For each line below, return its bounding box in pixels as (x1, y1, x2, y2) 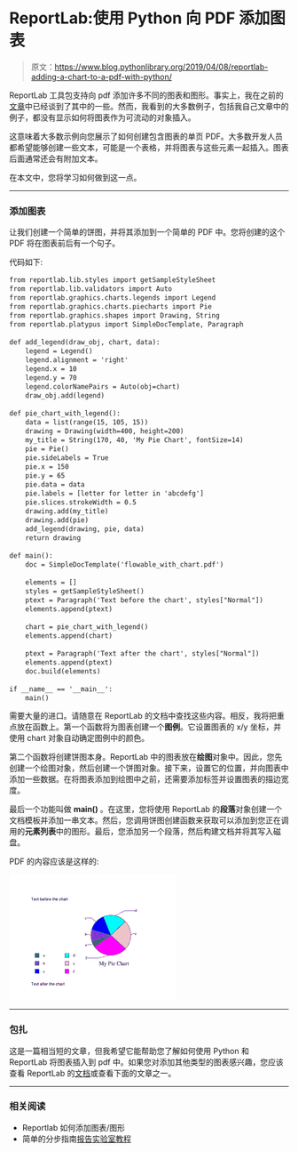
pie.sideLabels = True (25, 454, 109, 463)
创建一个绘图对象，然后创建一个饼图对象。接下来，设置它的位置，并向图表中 (9, 762, 289, 774)
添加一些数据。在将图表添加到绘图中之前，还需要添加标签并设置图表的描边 (9, 774, 281, 785)
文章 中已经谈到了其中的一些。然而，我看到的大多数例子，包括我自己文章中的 (9, 101, 289, 111)
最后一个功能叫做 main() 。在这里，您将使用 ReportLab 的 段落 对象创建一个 (9, 804, 283, 815)
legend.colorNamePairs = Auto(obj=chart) (25, 383, 180, 391)
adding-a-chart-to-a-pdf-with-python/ (30, 71, 173, 82)
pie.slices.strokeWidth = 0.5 (25, 498, 137, 507)
